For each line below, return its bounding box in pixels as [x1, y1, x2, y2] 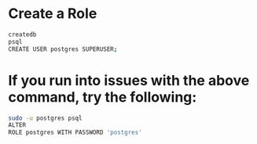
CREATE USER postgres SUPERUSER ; [8, 45, 118, 53]
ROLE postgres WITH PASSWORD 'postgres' [8, 128, 143, 137]
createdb [8, 31, 37, 38]
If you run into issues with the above [8, 71, 250, 89]
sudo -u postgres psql [8, 114, 83, 122]
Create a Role [8, 5, 97, 23]
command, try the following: [8, 88, 197, 106]
